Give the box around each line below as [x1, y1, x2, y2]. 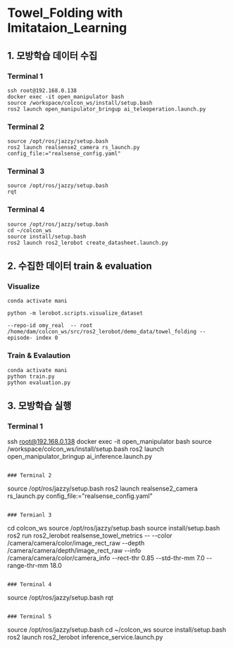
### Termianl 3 [7, 512, 52, 519]
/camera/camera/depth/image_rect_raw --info [7, 547, 141, 555]
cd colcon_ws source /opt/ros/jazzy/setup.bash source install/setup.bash [7, 524, 220, 533]
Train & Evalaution [7, 350, 71, 360]
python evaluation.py [7, 379, 71, 386]
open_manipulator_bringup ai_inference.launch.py [7, 452, 153, 461]
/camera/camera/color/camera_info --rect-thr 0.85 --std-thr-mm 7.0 [7, 554, 206, 562]
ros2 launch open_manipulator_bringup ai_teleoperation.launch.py [7, 106, 206, 113]
